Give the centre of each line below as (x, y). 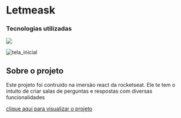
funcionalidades (26, 97)
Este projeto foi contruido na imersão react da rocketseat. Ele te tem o (91, 85)
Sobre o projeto (35, 71)
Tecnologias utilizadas (39, 29)
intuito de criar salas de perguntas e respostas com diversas (79, 91)
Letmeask (31, 10)
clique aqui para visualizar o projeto (49, 109)
